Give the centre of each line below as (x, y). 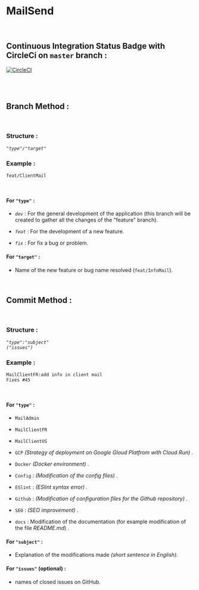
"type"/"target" (26, 148)
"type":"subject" (28, 342)
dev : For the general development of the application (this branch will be (102, 214)
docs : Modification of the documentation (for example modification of (100, 522)
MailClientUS (31, 442)
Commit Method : (39, 300)
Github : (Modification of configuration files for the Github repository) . (101, 499)
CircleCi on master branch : (57, 56)
